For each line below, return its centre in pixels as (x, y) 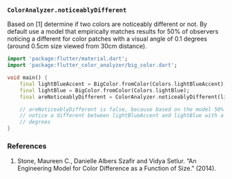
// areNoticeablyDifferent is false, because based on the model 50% (122, 109)
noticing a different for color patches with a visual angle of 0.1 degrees (107, 39)
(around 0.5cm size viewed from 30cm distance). (77, 46)
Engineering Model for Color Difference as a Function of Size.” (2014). (116, 169)
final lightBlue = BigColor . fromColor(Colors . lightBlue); (105, 90)
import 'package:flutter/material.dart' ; (68, 59)
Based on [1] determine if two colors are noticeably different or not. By (107, 24)
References (27, 146)
